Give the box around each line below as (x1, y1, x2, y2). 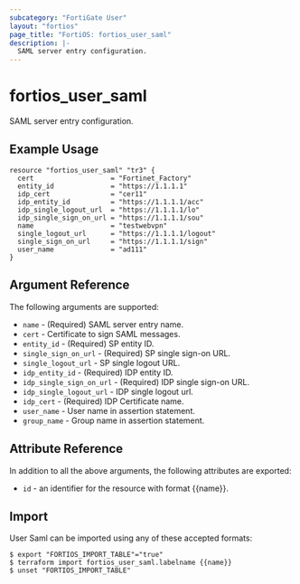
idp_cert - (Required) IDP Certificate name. (22, 395, 184, 407)
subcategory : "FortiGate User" (9, 13, 127, 23)
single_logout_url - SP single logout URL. (22, 357, 181, 368)
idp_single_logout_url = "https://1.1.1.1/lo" (17, 205, 201, 214)
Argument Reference (9, 278, 130, 293)
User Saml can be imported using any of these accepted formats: (9, 532, 253, 543)
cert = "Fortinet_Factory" (17, 174, 192, 183)
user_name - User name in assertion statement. (22, 405, 196, 416)
